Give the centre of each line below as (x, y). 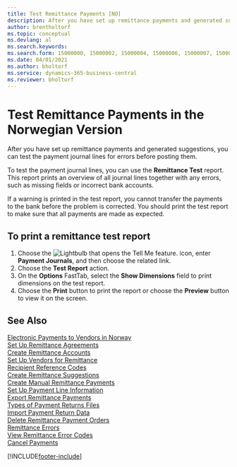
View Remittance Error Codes (50, 435)
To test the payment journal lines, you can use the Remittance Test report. (116, 170)
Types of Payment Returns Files (54, 405)
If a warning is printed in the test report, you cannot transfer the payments (115, 199)
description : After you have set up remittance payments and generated (115, 20)
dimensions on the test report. (61, 283)
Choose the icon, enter (114, 253)
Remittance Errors (34, 427)
